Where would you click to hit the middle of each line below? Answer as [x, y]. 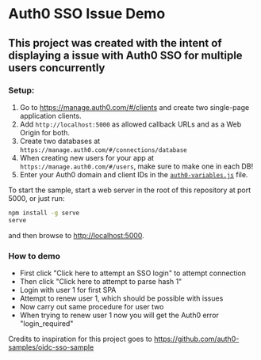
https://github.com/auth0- [196, 339]
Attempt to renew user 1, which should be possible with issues [121, 298]
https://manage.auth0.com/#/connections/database [104, 150]
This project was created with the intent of [115, 43]
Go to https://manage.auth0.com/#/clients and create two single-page [134, 107]
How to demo [35, 256]
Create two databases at [60, 141]
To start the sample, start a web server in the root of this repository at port [130, 190]
